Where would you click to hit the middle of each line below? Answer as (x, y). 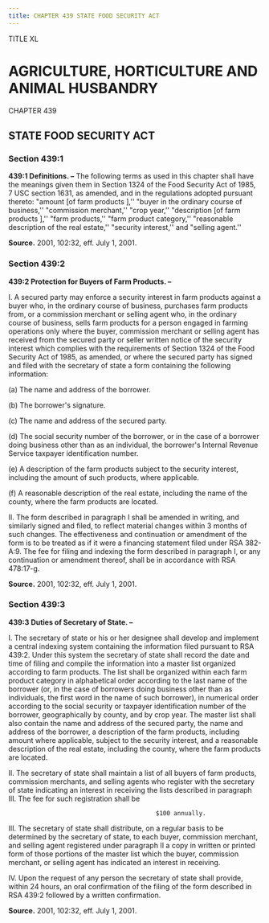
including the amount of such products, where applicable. (104, 477)
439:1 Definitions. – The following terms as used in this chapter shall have (131, 176)
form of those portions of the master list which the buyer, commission (124, 854)
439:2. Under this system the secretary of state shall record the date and (129, 654)
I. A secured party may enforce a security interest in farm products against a (134, 297)
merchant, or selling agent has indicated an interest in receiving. (114, 862)
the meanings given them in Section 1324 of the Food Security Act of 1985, (132, 185)
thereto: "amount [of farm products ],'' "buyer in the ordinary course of (125, 202)
